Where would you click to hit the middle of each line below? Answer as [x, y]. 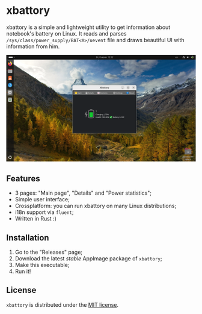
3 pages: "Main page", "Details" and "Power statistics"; [83, 193]
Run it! [23, 271]
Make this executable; [42, 265]
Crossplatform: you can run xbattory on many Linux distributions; [96, 206]
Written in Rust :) [36, 219]
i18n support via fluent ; [44, 212]
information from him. [33, 46]
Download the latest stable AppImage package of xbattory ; [88, 259]
